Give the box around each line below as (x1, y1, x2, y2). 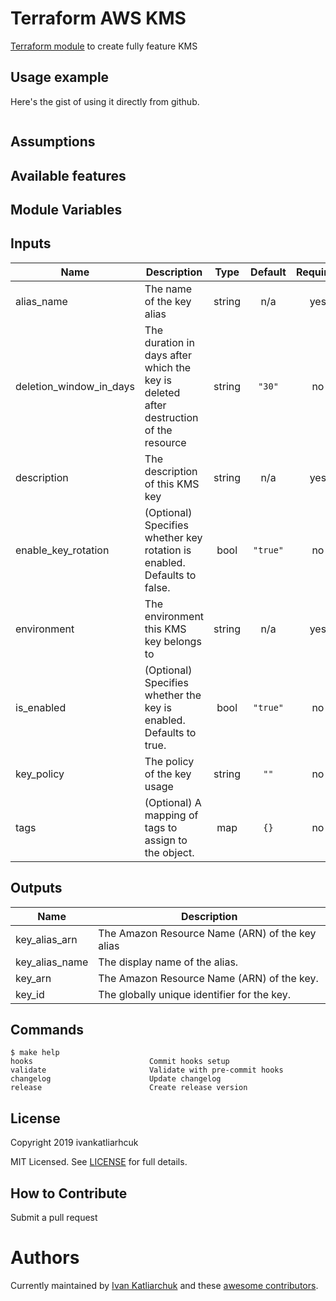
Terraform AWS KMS (10, 7, 187, 30)
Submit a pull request (10, 1211, 98, 1223)
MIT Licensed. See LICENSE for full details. (10, 1156, 188, 1168)
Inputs (10, 235, 52, 252)
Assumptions (10, 133, 96, 151)
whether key (144, 530, 203, 544)
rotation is (144, 543, 192, 557)
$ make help (10, 1048, 60, 1058)
